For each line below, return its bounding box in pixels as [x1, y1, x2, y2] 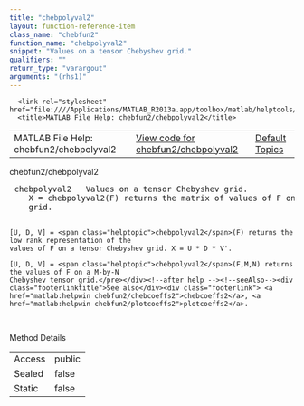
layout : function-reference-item [9, 22, 136, 31]
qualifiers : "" [9, 55, 67, 64]
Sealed [14, 367, 43, 380]
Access [14, 353, 46, 365]
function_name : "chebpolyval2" [9, 38, 128, 48]
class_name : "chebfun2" [9, 30, 100, 39]
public [53, 353, 81, 365]
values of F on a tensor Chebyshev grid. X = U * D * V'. [9, 244, 233, 253]
